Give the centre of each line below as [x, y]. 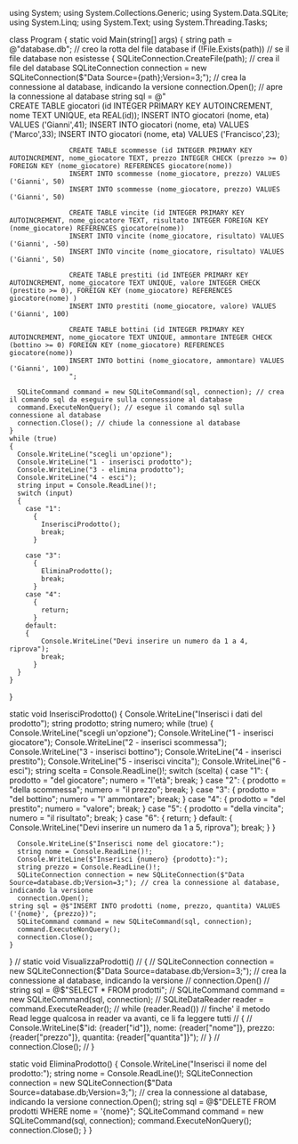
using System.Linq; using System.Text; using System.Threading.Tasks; [139, 22]
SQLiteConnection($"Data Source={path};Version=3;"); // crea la [128, 77]
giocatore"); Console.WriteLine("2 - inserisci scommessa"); [118, 742]
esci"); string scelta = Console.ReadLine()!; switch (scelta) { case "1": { [139, 771]
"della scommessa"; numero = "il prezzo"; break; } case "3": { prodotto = [143, 790]
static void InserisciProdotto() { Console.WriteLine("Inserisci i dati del [136, 714]
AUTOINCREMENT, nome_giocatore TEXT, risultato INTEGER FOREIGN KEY [139, 221]
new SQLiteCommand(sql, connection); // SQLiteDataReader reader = [137, 999]
